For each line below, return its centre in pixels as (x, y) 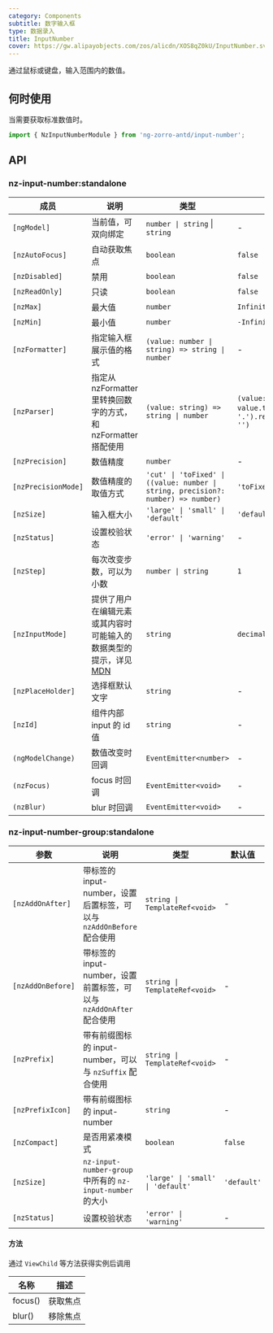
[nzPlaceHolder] (44, 691)
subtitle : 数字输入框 (42, 24)
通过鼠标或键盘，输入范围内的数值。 (69, 71)
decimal (251, 634)
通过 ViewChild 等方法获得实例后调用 (70, 1263)
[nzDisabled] (38, 276)
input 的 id (111, 725)
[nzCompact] (36, 1142)
